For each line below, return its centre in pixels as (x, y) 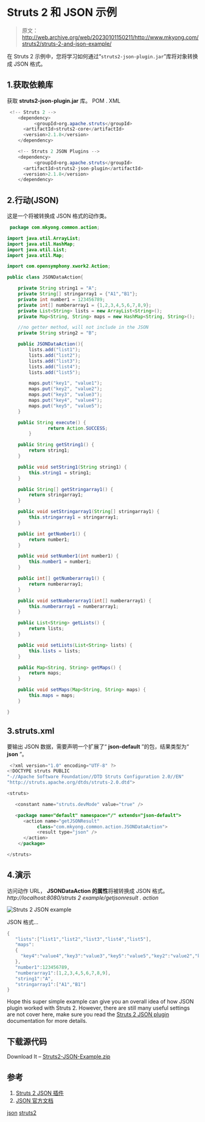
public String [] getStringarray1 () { (66, 489)
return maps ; (45, 673)
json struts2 (22, 1112)
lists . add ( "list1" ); (55, 350)
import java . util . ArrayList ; (44, 238)
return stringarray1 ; (56, 495)
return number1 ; (49, 539)
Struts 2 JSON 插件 (40, 1093)
